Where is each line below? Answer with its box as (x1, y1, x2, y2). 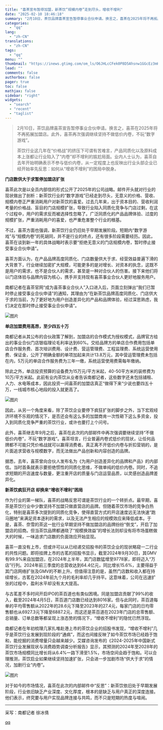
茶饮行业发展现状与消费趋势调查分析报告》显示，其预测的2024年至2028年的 (5, 643, 158, 649)
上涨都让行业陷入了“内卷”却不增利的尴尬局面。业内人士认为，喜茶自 (21, 154, 157, 160)
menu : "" (5, 57, 23, 62)
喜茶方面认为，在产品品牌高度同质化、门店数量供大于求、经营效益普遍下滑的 (5, 256, 158, 262)
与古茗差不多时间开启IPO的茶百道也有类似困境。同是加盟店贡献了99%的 (5, 590, 149, 596)
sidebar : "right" (5, 93, 40, 98)
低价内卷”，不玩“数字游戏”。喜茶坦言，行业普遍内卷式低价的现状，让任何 (5, 436, 151, 442)
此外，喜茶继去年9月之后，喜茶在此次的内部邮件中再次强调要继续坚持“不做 (5, 429, 154, 435)
